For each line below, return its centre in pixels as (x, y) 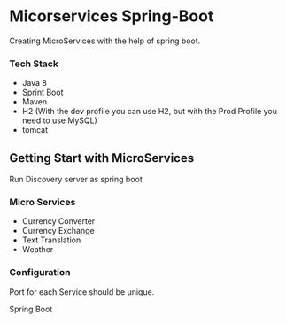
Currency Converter (58, 221)
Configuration (40, 273)
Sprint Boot (43, 92)
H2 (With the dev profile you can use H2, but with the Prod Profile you (149, 112)
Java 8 (34, 83)
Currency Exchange (58, 231)
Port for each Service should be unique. (82, 292)
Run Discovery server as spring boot (76, 180)
